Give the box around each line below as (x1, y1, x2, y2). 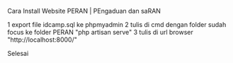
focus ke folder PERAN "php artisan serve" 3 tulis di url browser (7, 28, 193, 36)
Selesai (7, 50, 29, 57)
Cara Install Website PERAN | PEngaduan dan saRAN (7, 7, 161, 15)
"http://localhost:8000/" (7, 35, 78, 44)
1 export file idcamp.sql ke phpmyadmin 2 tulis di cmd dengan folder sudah (7, 21, 227, 28)
